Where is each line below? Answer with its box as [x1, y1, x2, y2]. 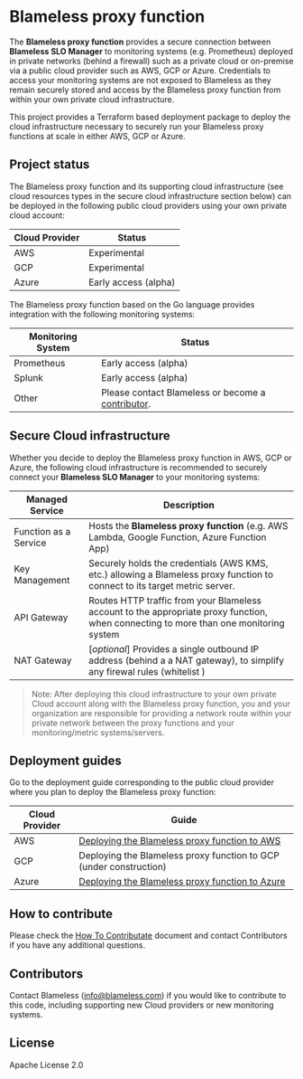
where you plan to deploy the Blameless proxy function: [9, 787, 216, 798]
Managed [25, 493, 68, 506]
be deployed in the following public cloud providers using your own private [9, 200, 287, 211]
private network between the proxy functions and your [31, 717, 234, 728]
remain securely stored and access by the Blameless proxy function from [9, 84, 281, 95]
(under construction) [78, 861, 167, 874]
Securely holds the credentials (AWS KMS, [88, 556, 269, 569]
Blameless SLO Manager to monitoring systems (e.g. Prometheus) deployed [9, 45, 293, 56]
